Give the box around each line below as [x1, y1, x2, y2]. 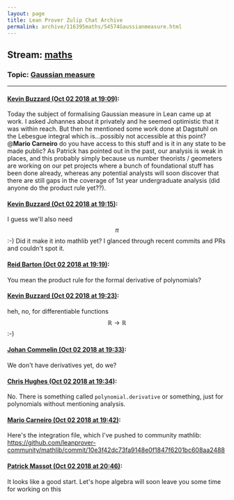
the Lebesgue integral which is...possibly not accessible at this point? [7, 132, 207, 140]
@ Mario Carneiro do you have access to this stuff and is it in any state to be [7, 140, 226, 148]
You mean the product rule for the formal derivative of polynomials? [7, 275, 202, 284]
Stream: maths [7, 49, 73, 61]
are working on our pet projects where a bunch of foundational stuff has [7, 161, 214, 170]
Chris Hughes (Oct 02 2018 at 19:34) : [7, 377, 117, 385]
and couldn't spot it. [7, 244, 65, 252]
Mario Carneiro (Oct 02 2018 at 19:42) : [7, 415, 121, 424]
